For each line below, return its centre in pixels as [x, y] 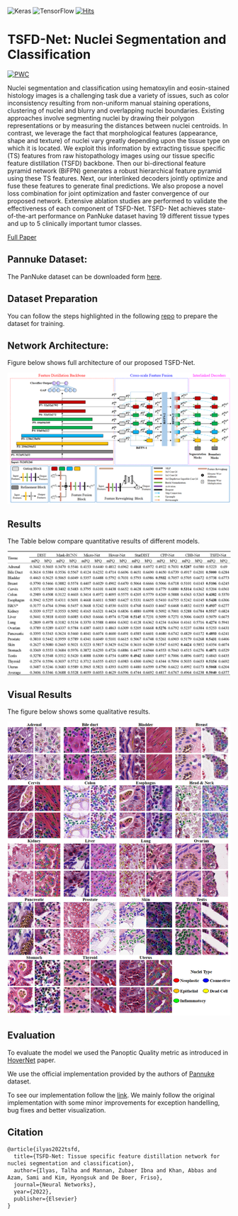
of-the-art [22, 215]
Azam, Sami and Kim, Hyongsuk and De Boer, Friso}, [85, 1178]
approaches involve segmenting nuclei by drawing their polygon [101, 118]
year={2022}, [33, 1192]
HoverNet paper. [32, 1060]
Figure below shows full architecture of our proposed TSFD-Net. [101, 363]
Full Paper [22, 237]
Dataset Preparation [52, 299]
